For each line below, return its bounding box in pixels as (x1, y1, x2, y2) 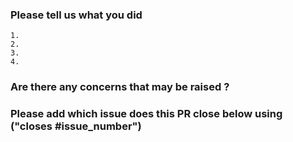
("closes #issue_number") (10, 119, 142, 133)
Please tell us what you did (10, 8, 143, 22)
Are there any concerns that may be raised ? (10, 80, 230, 94)
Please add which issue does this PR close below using (10, 107, 283, 121)
